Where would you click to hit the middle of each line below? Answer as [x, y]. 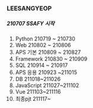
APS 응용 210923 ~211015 [46, 72]
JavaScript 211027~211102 [47, 85]
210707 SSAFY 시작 [31, 23]
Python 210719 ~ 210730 [45, 38]
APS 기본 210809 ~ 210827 [48, 52]
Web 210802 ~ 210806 [43, 45]
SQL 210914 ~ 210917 [41, 65]
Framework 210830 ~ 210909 [51, 58]
